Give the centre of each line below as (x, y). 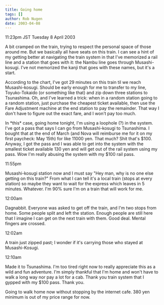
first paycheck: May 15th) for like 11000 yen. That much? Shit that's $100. (79, 139)
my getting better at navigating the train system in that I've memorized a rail (81, 57)
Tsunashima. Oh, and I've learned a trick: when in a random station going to (81, 98)
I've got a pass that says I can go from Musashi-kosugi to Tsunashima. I (77, 128)
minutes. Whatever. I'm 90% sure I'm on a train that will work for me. (74, 189)
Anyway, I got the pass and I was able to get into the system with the (74, 144)
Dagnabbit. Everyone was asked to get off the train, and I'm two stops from (81, 208)
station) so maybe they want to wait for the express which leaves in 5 (75, 184)
